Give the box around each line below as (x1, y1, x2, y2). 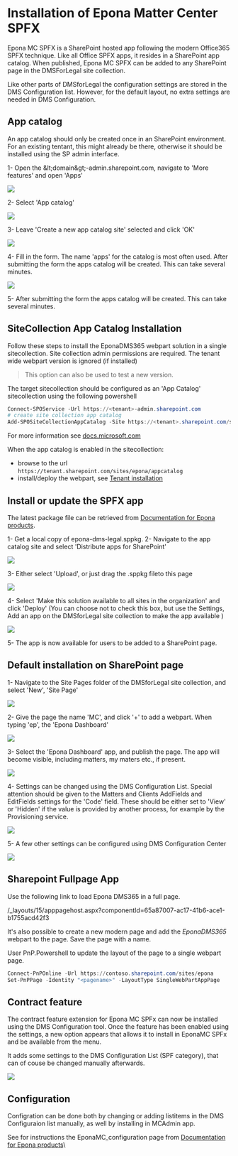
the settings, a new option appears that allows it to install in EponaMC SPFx (7, 1030, 227, 1039)
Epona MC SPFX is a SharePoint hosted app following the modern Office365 (7, 43, 230, 52)
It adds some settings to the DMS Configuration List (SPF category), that (7, 1052, 219, 1060)
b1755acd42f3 (7, 913, 50, 922)
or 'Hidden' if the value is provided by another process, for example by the (7, 804, 225, 813)
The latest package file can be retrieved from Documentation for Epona (7, 514, 215, 522)
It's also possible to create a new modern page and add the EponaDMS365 (7, 927, 227, 936)
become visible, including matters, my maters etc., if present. (7, 755, 186, 763)
